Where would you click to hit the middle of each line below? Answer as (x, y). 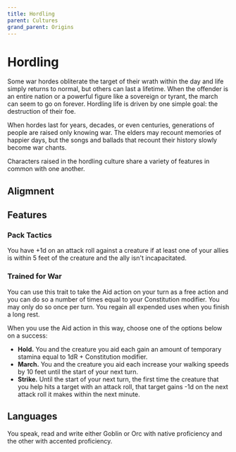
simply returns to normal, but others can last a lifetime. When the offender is (118, 89)
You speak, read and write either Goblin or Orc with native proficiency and (115, 433)
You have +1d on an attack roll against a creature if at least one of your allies (118, 251)
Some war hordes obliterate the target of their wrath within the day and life (116, 81)
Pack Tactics (30, 235)
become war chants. (37, 148)
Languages (32, 416)
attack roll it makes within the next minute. (79, 394)
